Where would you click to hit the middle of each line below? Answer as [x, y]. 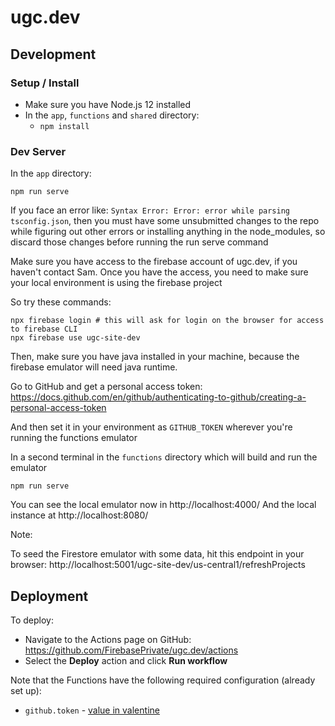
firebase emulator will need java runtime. [94, 367]
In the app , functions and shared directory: [112, 115]
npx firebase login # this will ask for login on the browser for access [167, 321]
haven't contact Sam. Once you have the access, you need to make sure [159, 272]
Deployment [49, 596]
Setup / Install [45, 83]
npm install [64, 126]
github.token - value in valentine [92, 710]
